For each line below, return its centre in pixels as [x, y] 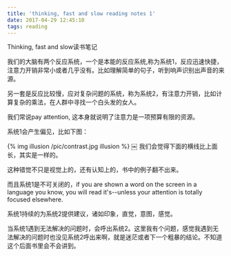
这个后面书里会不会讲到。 [43, 246]
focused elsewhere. [35, 200]
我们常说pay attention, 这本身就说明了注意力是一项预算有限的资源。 [103, 117]
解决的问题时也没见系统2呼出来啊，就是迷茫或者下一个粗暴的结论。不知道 [118, 237]
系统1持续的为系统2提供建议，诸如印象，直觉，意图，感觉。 [92, 214]
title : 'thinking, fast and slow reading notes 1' [81, 13]
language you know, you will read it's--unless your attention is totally [105, 192]
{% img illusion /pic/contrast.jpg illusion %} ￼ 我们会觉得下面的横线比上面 [113, 147]
